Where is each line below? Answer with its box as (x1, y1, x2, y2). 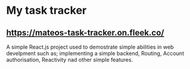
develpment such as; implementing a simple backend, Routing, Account (6, 50, 185, 57)
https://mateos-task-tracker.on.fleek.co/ (6, 28, 165, 38)
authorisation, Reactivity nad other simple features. (6, 56, 133, 63)
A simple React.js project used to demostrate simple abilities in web (6, 43, 174, 50)
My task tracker (6, 4, 87, 17)
